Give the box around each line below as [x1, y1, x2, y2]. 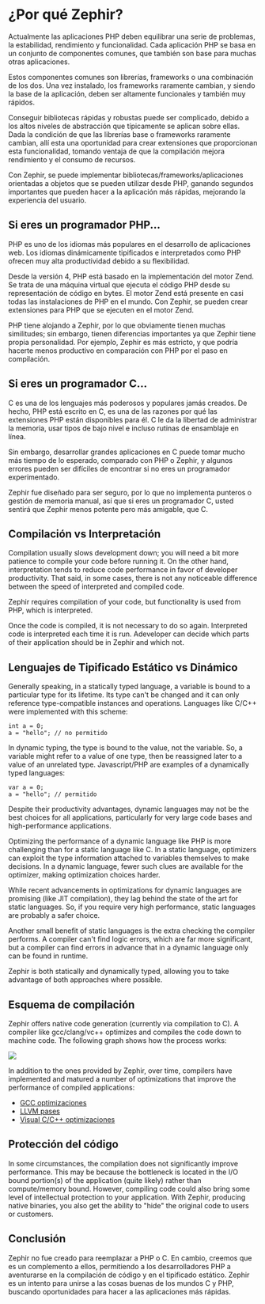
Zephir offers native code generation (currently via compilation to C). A [8, 1019, 239, 1028]
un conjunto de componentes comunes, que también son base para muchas [8, 48, 257, 58]
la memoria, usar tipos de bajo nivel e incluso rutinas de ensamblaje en [8, 423, 240, 433]
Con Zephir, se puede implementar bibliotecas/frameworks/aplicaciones [8, 170, 244, 180]
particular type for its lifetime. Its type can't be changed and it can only [8, 690, 240, 699]
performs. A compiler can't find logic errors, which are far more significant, [8, 934, 253, 944]
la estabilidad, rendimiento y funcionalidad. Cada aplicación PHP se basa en [8, 40, 256, 49]
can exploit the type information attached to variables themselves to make [8, 853, 250, 863]
